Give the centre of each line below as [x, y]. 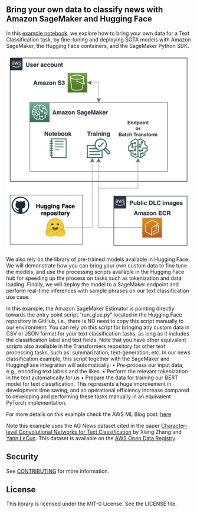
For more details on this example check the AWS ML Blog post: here [89, 414]
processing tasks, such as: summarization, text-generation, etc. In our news [98, 352]
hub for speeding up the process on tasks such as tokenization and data [94, 278]
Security [22, 457]
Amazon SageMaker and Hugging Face [79, 19]
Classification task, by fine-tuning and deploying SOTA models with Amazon [99, 39]
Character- [174, 425]
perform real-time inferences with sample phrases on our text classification [98, 291]
